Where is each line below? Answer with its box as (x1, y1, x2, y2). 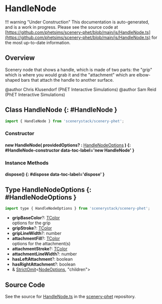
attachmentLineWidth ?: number (12, 251, 77, 257)
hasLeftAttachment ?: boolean (12, 256, 73, 262)
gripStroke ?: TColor (12, 225, 52, 231)
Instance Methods (5, 159, 49, 166)
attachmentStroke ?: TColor (12, 246, 68, 252)
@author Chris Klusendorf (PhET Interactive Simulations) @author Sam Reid (5, 86, 156, 92)
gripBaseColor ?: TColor (12, 215, 60, 221)
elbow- (136, 72, 151, 78)
